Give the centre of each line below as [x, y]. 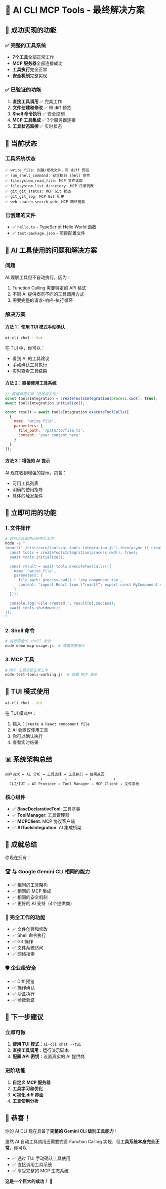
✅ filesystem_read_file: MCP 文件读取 [44, 181]
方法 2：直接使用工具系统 [31, 383]
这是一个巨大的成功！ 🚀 [29, 1181]
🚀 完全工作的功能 [25, 917]
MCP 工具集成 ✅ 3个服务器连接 [44, 120]
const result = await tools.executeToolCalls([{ [61, 566]
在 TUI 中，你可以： [25, 348]
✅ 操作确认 [23, 987]
